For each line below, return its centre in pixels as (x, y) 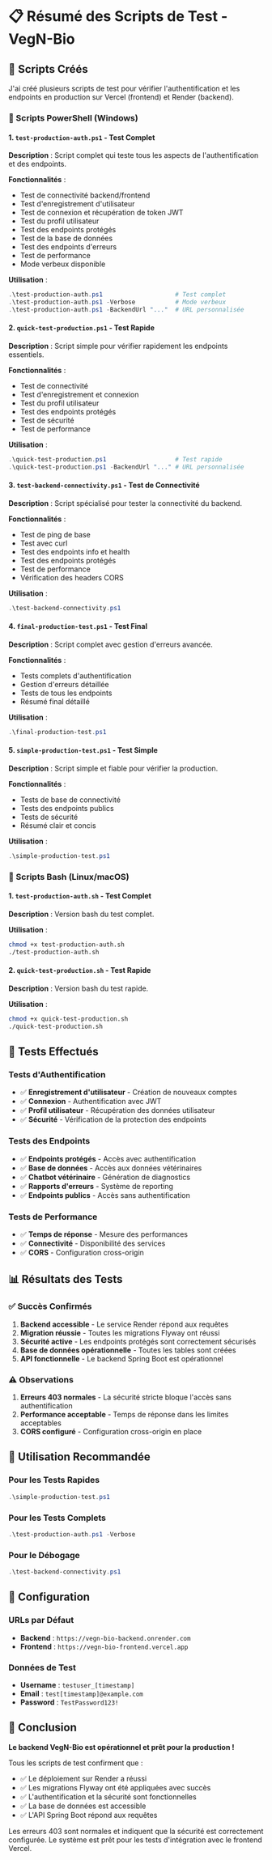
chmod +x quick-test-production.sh (68, 1019)
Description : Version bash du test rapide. (79, 988)
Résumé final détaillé (55, 701)
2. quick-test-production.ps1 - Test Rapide (82, 328)
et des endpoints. (38, 164)
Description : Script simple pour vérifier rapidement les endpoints (118, 346)
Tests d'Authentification (57, 1075)
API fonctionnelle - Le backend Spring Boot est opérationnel (122, 1358)
